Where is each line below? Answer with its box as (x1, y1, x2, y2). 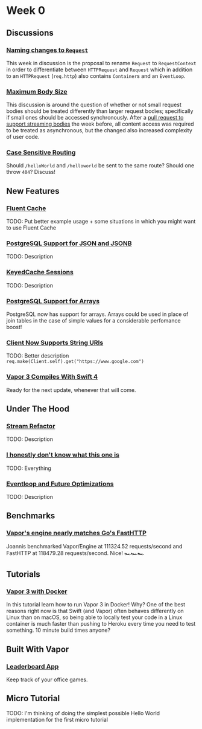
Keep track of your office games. (6, 676, 89, 683)
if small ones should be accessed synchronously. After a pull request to (6, 114, 184, 121)
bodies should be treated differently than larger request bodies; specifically (6, 108, 194, 115)
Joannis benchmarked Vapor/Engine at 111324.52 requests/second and (6, 542, 183, 550)
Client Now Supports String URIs (6, 338, 104, 347)
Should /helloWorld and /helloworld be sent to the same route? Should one (6, 162, 195, 169)
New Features (6, 185, 60, 196)
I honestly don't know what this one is (6, 451, 119, 459)
